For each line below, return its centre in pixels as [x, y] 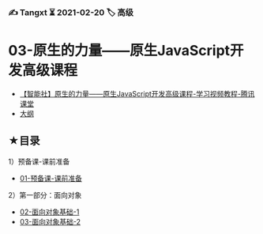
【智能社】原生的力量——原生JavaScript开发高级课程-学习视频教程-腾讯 [137, 93]
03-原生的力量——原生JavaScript [119, 51]
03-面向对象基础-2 [50, 221]
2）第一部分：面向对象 [45, 194]
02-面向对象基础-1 [49, 212]
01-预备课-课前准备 [51, 178]
